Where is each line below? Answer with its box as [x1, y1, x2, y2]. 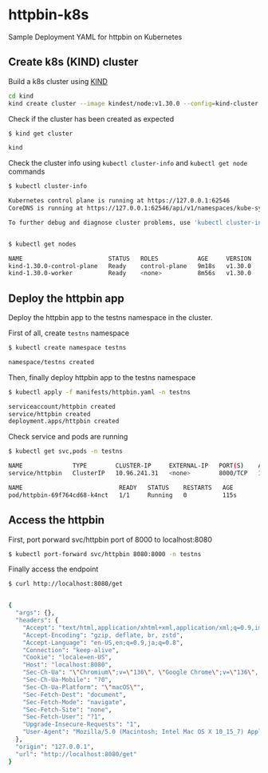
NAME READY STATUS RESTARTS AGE [8, 483, 234, 491]
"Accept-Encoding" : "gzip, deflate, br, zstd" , [22, 631, 183, 639]
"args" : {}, [15, 609, 56, 617]
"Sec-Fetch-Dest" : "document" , [22, 691, 127, 699]
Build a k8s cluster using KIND [8, 76, 108, 86]
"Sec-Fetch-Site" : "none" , [22, 706, 112, 714]
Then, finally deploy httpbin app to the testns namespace [8, 372, 196, 382]
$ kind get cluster [8, 130, 73, 138]
